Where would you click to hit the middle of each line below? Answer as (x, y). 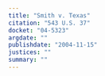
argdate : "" (28, 38)
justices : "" (30, 52)
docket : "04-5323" (39, 30)
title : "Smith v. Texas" (49, 15)
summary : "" (28, 60)
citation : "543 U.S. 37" (49, 23)
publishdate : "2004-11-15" (53, 45)
